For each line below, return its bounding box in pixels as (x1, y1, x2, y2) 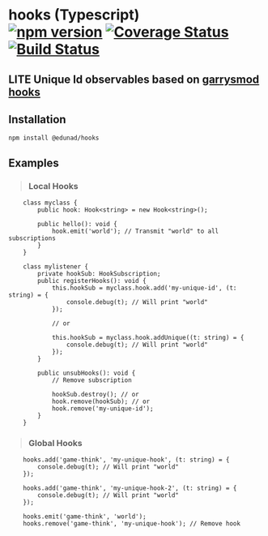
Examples (8, 156, 59, 169)
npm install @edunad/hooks (8, 134, 100, 143)
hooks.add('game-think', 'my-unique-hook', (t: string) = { (23, 456, 230, 464)
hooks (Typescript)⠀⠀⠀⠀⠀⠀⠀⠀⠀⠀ (8, 6, 244, 24)
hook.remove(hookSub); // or (51, 397, 151, 406)
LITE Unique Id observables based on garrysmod (8, 72, 260, 86)
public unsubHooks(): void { (37, 369, 136, 378)
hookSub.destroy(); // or (51, 391, 139, 399)
